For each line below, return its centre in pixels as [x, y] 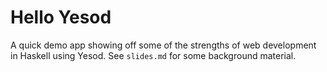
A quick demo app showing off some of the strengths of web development [163, 45]
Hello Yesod [61, 17]
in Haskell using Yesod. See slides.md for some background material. [153, 55]
